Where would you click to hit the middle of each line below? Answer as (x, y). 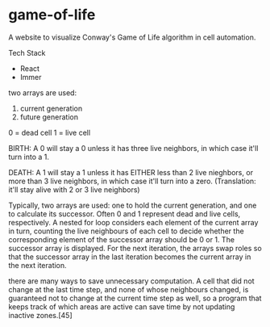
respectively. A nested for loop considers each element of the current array (133, 222)
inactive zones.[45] (40, 315)
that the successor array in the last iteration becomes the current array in (130, 257)
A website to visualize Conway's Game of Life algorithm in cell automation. (132, 37)
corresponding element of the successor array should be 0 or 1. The (122, 239)
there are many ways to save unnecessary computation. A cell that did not (132, 281)
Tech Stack (27, 52)
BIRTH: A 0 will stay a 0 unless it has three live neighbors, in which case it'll (133, 148)
